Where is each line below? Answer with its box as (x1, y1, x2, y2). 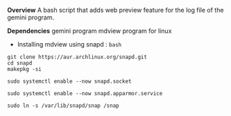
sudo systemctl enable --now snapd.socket (7, 78, 132, 85)
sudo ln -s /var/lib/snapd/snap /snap (7, 102, 119, 109)
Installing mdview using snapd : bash (17, 40, 122, 48)
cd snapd (7, 60, 33, 67)
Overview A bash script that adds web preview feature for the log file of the (7, 6, 224, 14)
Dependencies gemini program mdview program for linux (7, 27, 172, 35)
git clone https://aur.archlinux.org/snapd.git (7, 53, 148, 60)
